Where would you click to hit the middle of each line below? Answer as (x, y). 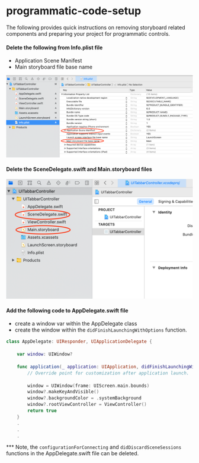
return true (42, 411)
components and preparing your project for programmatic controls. (88, 33)
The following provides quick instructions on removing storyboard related (96, 27)
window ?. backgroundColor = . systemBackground (85, 398)
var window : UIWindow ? (45, 354)
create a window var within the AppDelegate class (76, 324)
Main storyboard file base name (54, 67)
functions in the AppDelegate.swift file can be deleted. (73, 453)
